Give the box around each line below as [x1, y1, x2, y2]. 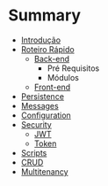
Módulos [47, 72, 80, 82]
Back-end [33, 53, 70, 64]
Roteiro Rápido [20, 43, 76, 54]
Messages [20, 100, 59, 111]
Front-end [33, 81, 71, 92]
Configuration [20, 110, 71, 120]
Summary [8, 5, 81, 26]
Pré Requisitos [47, 63, 100, 74]
